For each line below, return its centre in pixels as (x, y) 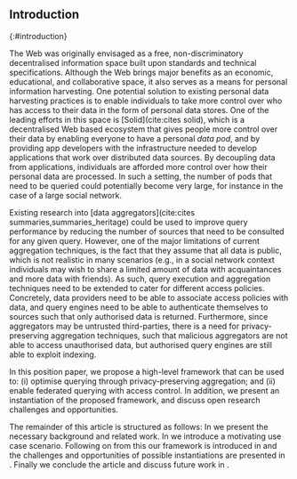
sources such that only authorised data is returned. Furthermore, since (139, 316)
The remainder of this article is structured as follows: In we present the (139, 426)
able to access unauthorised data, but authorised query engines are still (141, 345)
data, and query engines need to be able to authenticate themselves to (139, 307)
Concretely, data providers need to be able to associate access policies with (149, 297)
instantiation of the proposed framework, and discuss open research (135, 400)
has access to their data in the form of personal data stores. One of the (139, 110)
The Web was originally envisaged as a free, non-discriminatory (126, 53)
